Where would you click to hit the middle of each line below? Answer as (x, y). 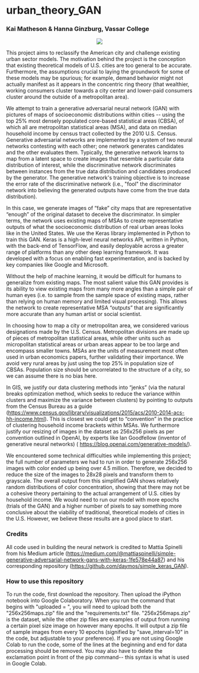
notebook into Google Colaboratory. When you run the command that (91, 601)
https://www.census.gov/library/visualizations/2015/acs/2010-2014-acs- (96, 413)
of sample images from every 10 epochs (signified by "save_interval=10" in (97, 632)
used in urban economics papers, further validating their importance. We (95, 357)
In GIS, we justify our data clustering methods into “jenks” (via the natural (96, 387)
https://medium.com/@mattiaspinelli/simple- (121, 553)
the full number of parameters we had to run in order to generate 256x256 (97, 462)
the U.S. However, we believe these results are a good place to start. (90, 519)
